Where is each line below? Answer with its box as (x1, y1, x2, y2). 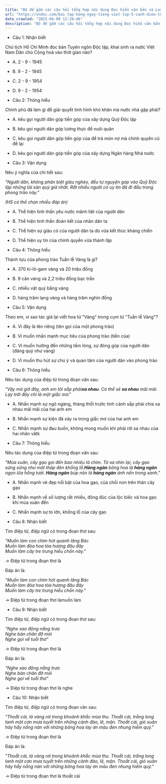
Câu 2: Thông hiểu (12, 97, 50, 103)
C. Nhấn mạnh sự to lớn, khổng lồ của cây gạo (12, 509, 107, 515)
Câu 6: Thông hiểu (12, 367, 50, 373)
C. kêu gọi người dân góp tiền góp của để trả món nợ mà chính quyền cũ (12, 135, 160, 141)
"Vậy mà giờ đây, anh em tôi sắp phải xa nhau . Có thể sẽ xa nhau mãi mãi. (5, 386, 158, 392)
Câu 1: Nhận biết (12, 35, 46, 41)
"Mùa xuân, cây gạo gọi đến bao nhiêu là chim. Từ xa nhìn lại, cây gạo (5, 459, 150, 465)
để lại (12, 141, 24, 147)
